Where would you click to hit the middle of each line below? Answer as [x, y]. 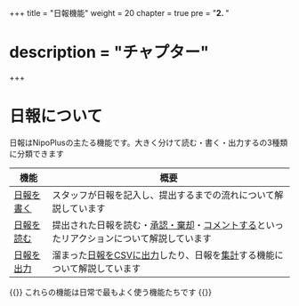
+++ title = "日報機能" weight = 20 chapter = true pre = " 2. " [119, 13]
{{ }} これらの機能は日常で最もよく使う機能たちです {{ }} [110, 292]
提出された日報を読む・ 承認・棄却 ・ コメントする [154, 225]
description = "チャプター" [109, 52]
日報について [56, 116]
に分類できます [36, 153]
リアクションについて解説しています [136, 238]
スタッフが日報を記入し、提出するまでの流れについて [163, 195]
